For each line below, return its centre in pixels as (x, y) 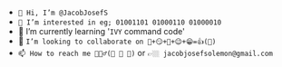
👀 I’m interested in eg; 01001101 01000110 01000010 (120, 23)
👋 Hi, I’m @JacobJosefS (63, 13)
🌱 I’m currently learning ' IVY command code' (102, 31)
